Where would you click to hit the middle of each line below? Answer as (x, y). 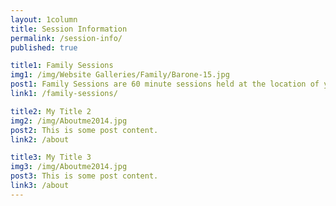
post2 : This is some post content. (84, 130)
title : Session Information (69, 29)
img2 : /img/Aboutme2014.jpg (69, 121)
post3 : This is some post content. (84, 176)
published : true (44, 47)
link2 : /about (40, 139)
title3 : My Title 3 (51, 157)
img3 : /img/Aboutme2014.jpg (69, 167)
